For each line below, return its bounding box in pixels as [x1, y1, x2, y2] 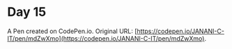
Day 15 [7, 4, 47, 20]
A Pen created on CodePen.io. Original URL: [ [7, 27, 137, 35]
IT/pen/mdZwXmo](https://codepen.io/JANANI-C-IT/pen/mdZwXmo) [7, 34, 205, 42]
